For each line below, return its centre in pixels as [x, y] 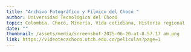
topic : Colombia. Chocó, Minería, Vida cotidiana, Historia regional [96, 23]
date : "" [17, 28]
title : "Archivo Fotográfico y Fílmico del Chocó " [73, 12]
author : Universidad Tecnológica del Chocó [62, 17]
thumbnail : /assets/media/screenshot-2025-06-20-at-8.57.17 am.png [93, 34]
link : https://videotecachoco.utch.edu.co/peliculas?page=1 [84, 39]
